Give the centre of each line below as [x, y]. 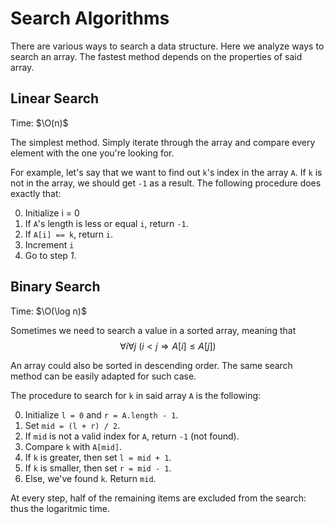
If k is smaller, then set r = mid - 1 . [98, 468]
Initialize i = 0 [52, 213]
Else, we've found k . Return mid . [90, 478]
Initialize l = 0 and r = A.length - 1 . [101, 414]
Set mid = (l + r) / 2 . [72, 425]
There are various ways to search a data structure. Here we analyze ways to [167, 46]
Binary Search [55, 287]
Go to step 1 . [50, 255]
